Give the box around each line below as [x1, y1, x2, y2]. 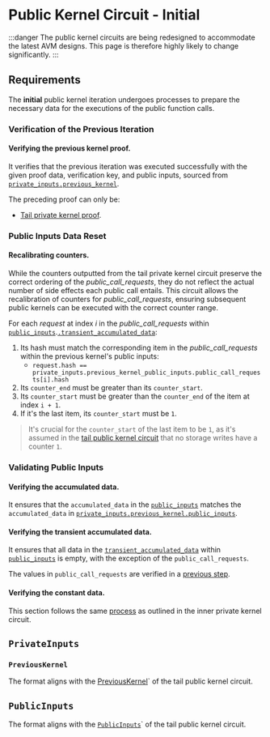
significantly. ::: [8, 49, 59, 59]
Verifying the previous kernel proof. [8, 143, 131, 153]
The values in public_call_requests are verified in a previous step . [8, 569, 230, 579]
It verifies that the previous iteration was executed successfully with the [8, 161, 248, 171]
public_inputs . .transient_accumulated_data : [8, 327, 158, 337]
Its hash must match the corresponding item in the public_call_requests [19, 343, 258, 352]
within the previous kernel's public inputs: [19, 351, 159, 361]
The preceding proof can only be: [8, 194, 120, 204]
